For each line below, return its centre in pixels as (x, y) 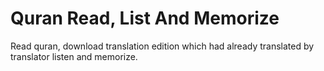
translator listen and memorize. (74, 56)
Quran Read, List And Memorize (145, 18)
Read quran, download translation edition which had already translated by (162, 46)
